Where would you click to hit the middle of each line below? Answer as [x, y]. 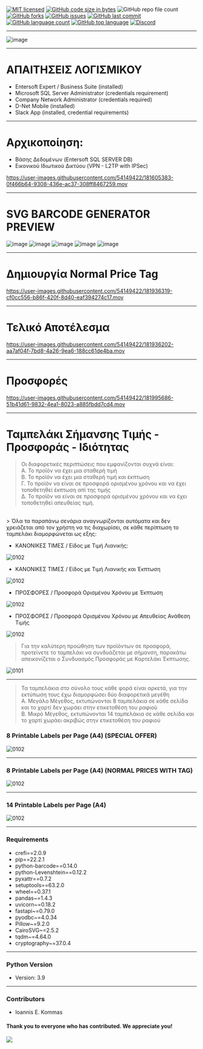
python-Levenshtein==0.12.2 [51, 872]
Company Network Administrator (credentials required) [84, 99]
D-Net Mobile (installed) [45, 106]
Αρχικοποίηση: [45, 143]
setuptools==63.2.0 [40, 885]
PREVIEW [31, 227]
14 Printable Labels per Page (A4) [56, 805]
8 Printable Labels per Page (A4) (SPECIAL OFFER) [82, 736]
